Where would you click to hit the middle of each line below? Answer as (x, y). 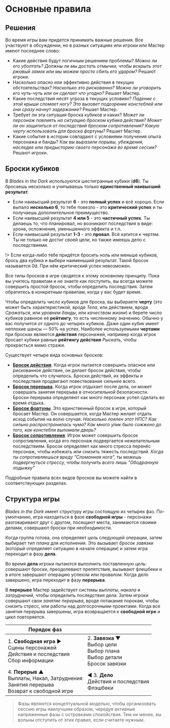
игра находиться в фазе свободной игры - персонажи (92, 517)
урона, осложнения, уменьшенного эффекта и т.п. (67, 229)
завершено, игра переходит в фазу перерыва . (56, 580)
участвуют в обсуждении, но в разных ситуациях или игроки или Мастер (85, 45)
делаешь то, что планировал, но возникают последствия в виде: (83, 223)
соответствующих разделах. (36, 483)
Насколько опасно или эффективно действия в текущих (73, 82)
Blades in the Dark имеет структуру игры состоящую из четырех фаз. (80, 511)
